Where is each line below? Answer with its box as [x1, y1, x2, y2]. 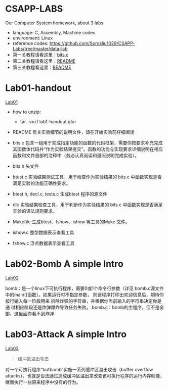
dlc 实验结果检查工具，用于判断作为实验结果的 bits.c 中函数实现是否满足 [12, 202, 163, 208]
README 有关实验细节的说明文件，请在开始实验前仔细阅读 [12, 129, 135, 135]
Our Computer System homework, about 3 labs [5, 20, 104, 26]
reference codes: [12, 40, 49, 46]
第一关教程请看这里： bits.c [12, 52, 69, 58]
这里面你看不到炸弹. [14, 310, 56, 316]
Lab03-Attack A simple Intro [5, 329, 127, 340]
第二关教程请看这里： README [12, 58, 76, 64]
